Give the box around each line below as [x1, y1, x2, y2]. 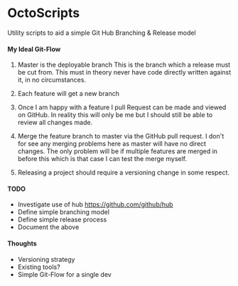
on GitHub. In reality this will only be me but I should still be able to [17, 111, 213, 119]
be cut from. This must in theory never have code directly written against [17, 68, 232, 77]
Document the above [17, 223, 80, 231]
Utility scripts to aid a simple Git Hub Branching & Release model [7, 28, 197, 37]
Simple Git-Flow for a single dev [17, 270, 112, 278]
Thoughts [7, 239, 37, 248]
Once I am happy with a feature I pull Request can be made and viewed [17, 103, 227, 111]
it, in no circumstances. [17, 76, 87, 84]
